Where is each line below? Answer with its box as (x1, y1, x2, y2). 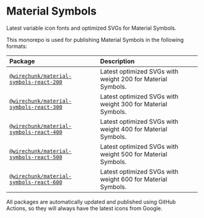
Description (100, 56, 135, 65)
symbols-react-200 (9, 78, 63, 86)
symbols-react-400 (9, 129, 63, 135)
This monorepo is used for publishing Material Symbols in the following (6, 36, 184, 43)
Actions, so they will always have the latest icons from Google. (6, 205, 163, 212)
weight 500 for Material (100, 150, 168, 158)
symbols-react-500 (9, 154, 63, 160)
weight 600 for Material (100, 175, 168, 183)
